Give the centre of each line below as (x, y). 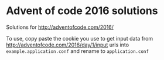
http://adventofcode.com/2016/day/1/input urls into (68, 45)
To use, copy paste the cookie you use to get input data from (80, 38)
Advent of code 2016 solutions (82, 11)
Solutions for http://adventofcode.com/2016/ (60, 27)
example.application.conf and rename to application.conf (78, 51)
